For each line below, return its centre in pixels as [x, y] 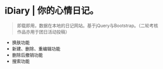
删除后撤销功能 [27, 55]
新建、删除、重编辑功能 [36, 48]
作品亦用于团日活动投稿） [43, 31]
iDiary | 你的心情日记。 [52, 11]
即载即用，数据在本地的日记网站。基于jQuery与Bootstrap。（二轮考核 [87, 25]
